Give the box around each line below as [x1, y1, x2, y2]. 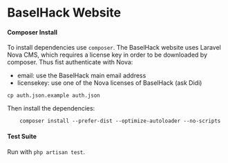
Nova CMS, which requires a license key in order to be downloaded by [7, 50, 208, 59]
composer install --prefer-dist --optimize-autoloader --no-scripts [19, 117, 221, 125]
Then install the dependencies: [7, 104, 95, 113]
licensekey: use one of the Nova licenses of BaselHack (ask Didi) [17, 79, 202, 87]
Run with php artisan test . [7, 147, 85, 156]
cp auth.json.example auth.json [7, 92, 100, 99]
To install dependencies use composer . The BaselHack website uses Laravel [7, 44, 221, 52]
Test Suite [7, 132, 37, 140]
